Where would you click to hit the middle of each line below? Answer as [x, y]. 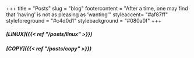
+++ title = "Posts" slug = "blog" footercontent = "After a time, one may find [97, 8]
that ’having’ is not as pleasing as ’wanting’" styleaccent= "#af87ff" [87, 14]
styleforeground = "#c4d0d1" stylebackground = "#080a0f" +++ [84, 21]
